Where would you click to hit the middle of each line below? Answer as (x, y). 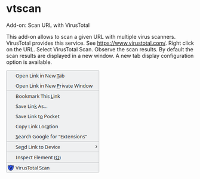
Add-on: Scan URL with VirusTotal (48, 25)
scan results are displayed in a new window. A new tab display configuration (100, 55)
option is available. (29, 62)
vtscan (24, 9)
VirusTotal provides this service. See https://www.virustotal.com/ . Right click (100, 43)
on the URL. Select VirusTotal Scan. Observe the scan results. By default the (100, 49)
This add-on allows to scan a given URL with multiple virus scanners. (91, 36)
